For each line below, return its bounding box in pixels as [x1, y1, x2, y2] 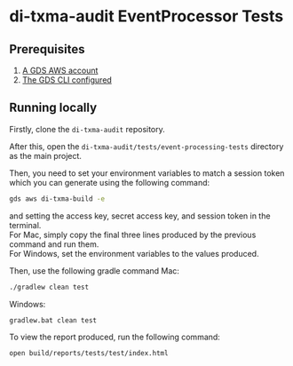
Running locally [9, 100, 98, 115]
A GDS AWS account [21, 65, 99, 76]
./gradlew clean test [9, 282, 90, 291]
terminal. [9, 219, 42, 230]
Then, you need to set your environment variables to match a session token [9, 167, 285, 179]
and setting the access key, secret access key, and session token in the [9, 211, 271, 221]
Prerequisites [9, 42, 85, 57]
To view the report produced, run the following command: [9, 331, 220, 343]
